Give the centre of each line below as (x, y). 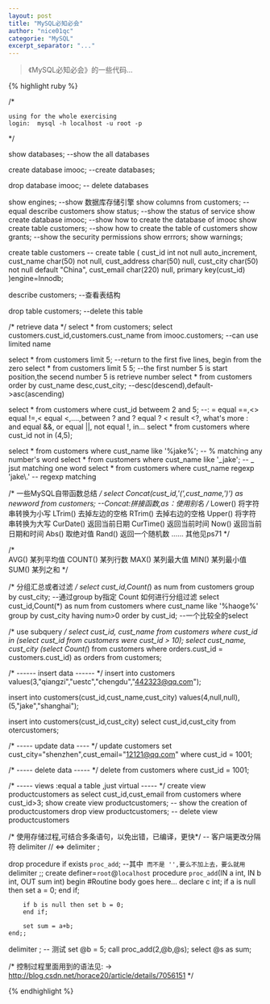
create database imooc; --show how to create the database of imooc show (133, 220)
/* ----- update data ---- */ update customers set (90, 746)
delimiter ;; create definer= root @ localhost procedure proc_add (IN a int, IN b (135, 873)
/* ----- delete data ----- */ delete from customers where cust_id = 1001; (129, 770)
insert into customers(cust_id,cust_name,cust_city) (93, 697)
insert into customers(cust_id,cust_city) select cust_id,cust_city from (122, 722)
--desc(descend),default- (171, 385)
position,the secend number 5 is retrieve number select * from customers (130, 377)
